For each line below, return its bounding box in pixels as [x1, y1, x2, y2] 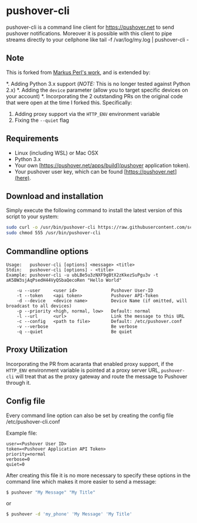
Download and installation [6, 191, 104, 201]
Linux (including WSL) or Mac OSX [14, 149, 98, 156]
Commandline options [6, 246, 89, 256]
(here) [14, 174, 30, 181]
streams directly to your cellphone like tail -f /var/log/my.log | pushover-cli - [6, 36, 189, 43]
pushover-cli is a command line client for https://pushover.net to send [6, 24, 175, 31]
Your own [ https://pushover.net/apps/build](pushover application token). [14, 162, 191, 169]
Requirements [6, 134, 59, 144]
